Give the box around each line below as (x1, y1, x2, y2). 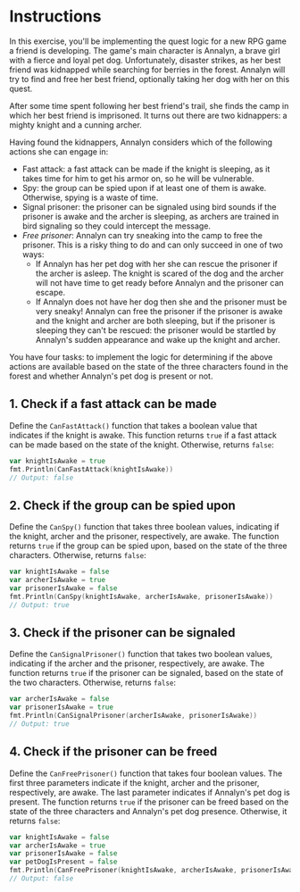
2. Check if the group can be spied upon (9, 497, 237, 513)
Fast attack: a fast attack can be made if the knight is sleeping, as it (21, 163, 271, 174)
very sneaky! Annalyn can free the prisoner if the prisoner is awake (35, 305, 283, 316)
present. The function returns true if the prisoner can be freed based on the (9, 796, 289, 807)
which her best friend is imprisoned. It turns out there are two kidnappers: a (9, 110, 287, 121)
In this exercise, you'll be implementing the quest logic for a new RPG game (9, 36, 287, 46)
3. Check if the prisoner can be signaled (9, 625, 236, 640)
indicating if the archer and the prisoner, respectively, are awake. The (9, 658, 265, 669)
